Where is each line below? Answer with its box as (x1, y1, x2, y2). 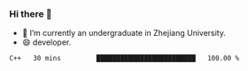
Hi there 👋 (9, 8, 53, 20)
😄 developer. (21, 37, 72, 47)
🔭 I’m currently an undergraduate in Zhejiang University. (21, 28, 226, 39)
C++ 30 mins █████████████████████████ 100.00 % (9, 54, 240, 63)
